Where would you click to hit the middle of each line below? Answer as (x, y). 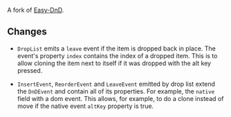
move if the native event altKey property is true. (85, 106)
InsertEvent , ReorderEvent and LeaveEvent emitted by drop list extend (116, 84)
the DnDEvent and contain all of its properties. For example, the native (116, 91)
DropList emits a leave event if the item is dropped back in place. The (117, 48)
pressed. (30, 70)
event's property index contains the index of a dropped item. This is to (117, 55)
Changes (27, 31)
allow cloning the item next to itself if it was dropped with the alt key (114, 63)
